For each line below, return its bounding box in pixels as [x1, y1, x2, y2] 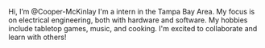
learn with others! [8, 32, 67, 42]
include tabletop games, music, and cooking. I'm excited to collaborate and [8, 24, 258, 33]
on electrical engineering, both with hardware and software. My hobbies [8, 15, 248, 25]
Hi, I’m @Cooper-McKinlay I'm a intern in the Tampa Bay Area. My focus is [8, 7, 255, 16]
